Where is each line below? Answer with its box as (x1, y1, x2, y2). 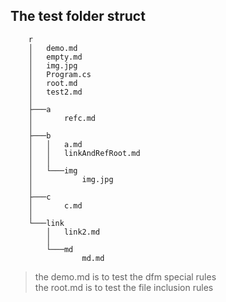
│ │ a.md (28, 139, 83, 149)
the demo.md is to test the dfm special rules (34, 270, 217, 283)
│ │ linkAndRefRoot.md (28, 148, 141, 158)
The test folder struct (10, 8, 146, 25)
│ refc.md (28, 113, 97, 123)
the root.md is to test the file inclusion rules (34, 281, 214, 293)
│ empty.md (28, 52, 83, 62)
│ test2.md (28, 87, 83, 97)
